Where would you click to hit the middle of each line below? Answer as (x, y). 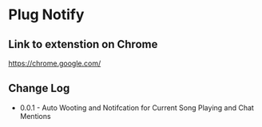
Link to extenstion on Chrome (83, 44)
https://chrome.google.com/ (55, 63)
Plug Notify (46, 15)
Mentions (35, 116)
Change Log (39, 88)
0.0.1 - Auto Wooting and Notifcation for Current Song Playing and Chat (137, 107)
